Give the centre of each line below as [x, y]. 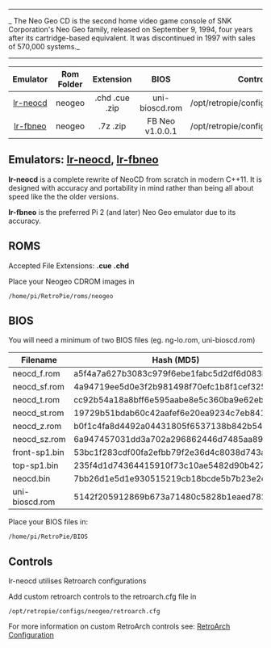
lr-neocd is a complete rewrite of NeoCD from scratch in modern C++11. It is [135, 179]
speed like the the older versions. [64, 196]
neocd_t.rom [36, 400]
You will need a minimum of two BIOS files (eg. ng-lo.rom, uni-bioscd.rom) [132, 340]
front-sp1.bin [38, 452]
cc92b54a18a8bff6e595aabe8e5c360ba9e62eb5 [171, 400]
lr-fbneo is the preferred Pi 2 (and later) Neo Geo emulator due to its [122, 212]
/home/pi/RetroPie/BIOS [48, 537]
